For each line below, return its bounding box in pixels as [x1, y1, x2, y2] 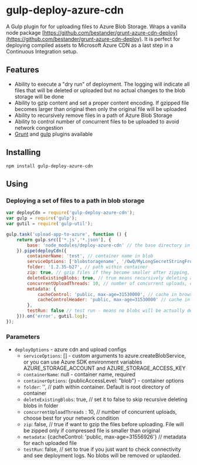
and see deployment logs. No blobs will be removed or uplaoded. [23, 452, 181, 459]
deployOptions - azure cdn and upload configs [14, 346, 127, 353]
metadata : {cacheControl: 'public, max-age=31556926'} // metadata [23, 433, 186, 440]
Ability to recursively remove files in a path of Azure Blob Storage [14, 112, 173, 119]
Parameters [6, 332, 40, 341]
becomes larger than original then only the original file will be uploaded [14, 105, 186, 112]
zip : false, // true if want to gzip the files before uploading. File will [23, 421, 184, 428]
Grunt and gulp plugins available [14, 130, 93, 137]
